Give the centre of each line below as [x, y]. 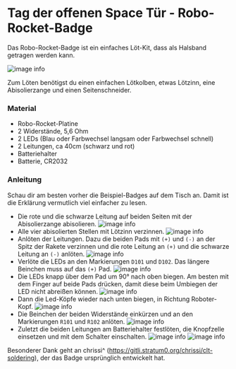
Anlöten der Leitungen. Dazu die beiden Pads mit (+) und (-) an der [116, 239]
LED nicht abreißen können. [58, 291]
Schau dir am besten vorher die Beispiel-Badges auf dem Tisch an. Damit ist [118, 195]
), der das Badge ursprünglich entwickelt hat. [100, 358]
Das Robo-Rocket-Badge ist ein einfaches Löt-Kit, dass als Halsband [107, 47]
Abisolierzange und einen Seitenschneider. [69, 90]
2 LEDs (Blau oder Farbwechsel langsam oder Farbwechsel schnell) [116, 139]
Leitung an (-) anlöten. [51, 254]
